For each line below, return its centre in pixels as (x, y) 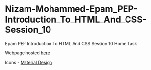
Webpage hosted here (27, 53)
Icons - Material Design (29, 62)
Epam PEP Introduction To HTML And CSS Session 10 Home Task (71, 43)
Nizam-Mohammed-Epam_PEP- (72, 9)
